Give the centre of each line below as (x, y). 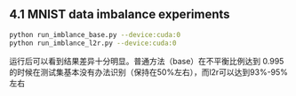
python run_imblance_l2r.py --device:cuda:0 (93, 43)
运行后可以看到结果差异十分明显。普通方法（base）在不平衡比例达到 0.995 (147, 61)
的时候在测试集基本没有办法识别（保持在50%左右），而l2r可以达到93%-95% (149, 72)
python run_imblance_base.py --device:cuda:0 (95, 34)
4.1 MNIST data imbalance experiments (120, 15)
